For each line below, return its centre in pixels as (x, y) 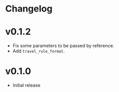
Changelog (29, 9)
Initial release (26, 85)
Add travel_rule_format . (38, 51)
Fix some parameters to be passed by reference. (63, 46)
